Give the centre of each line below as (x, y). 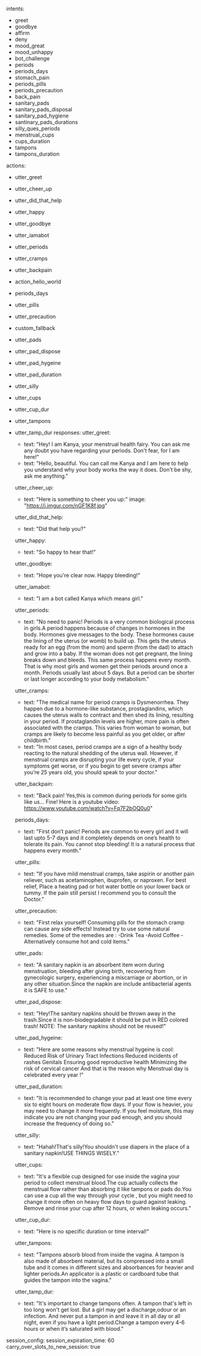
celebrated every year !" (54, 1075)
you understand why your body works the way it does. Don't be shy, (108, 469)
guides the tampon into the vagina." (68, 1280)
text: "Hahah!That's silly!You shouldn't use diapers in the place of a (106, 1147)
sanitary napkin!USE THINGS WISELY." (71, 1153)
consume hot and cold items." (93, 941)
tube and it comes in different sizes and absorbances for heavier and (109, 1267)
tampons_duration (37, 154)
